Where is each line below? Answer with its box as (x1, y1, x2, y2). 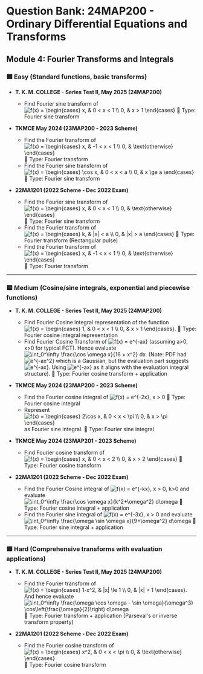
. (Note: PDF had (145, 351, 187, 358)
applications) (6, 554, 47, 563)
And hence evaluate (24, 593, 74, 600)
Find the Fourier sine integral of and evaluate (24, 511, 193, 518)
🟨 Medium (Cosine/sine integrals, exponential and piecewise (6, 283, 190, 292)
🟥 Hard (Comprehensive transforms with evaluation (6, 545, 163, 553)
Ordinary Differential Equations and (6, 17, 188, 31)
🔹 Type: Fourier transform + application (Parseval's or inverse (24, 612, 178, 620)
